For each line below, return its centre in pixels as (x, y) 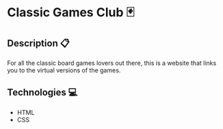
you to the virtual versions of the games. (64, 70)
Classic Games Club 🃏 (71, 13)
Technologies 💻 (42, 92)
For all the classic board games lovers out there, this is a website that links (112, 63)
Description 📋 (38, 43)
